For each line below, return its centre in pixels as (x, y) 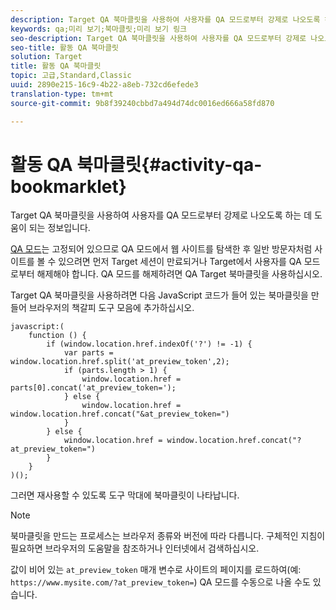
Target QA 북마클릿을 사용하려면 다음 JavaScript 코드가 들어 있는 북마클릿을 (159, 295)
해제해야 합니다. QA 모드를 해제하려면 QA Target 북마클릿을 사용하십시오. (179, 274)
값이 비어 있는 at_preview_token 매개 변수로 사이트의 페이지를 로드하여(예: (156, 570)
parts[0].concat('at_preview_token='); (93, 388)
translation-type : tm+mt (62, 94)
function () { (57, 336)
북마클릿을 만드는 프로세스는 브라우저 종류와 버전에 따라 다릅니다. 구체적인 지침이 (168, 536)
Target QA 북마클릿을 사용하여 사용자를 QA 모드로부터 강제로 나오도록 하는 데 (161, 215)
